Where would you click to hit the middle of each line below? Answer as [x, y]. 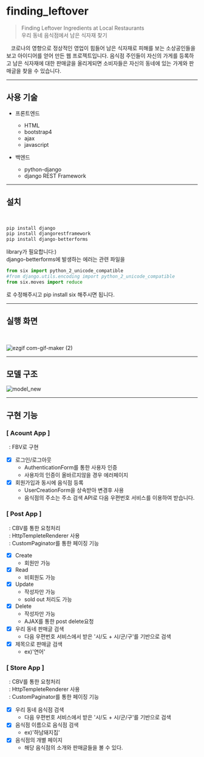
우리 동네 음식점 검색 [39, 710]
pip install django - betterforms [47, 240]
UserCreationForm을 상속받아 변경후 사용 [74, 490]
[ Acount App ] [28, 433]
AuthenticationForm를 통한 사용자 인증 [71, 468]
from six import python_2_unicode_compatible [65, 271]
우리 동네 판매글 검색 [39, 628]
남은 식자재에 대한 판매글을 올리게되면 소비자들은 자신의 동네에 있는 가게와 [100, 63]
